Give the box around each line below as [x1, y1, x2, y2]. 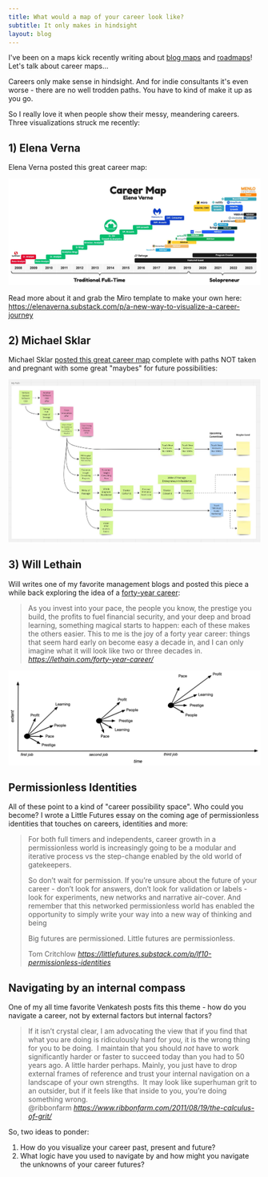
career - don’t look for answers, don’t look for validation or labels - [27, 884, 248, 894]
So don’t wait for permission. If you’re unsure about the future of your [27, 876, 258, 885]
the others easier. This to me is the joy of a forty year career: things [27, 629, 250, 638]
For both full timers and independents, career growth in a [27, 835, 216, 844]
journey [8, 310, 34, 320]
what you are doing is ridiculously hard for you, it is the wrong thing [27, 1035, 250, 1045]
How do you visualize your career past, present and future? [19, 1143, 216, 1152]
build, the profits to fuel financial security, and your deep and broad [27, 612, 251, 621]
